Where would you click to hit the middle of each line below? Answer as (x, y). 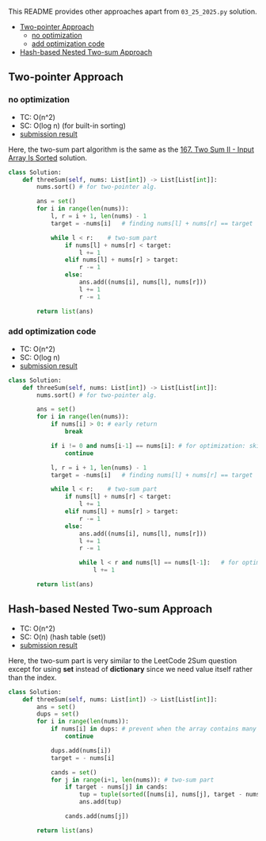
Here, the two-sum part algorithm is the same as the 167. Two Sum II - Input (131, 149)
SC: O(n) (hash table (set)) (63, 637)
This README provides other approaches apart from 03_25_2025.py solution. (133, 12)
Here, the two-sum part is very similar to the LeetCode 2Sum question (123, 660)
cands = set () (74, 772)
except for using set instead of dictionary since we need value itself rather (131, 669)
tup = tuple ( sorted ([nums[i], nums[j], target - (161, 795)
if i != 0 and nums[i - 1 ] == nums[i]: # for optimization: (148, 446)
